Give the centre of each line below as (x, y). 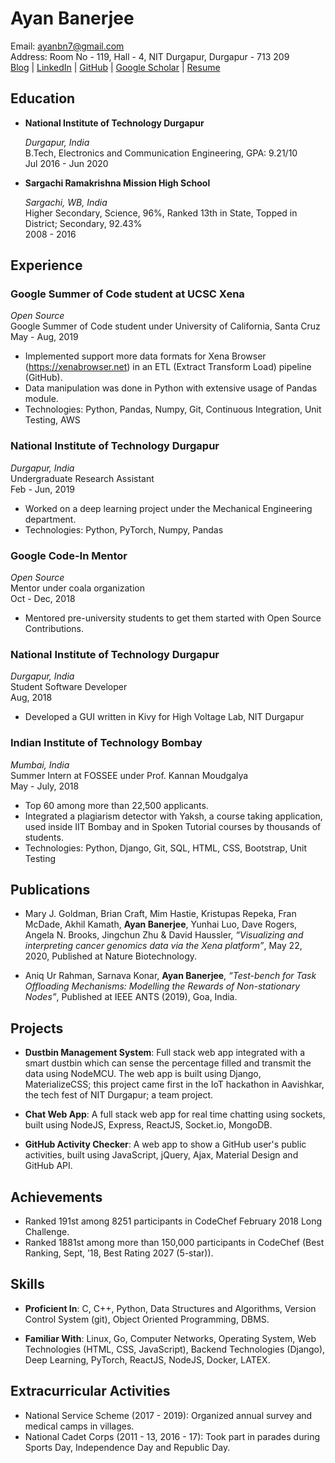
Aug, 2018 (31, 698)
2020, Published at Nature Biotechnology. (110, 956)
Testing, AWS (52, 420)
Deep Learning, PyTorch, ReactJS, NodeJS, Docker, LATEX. (147, 1359)
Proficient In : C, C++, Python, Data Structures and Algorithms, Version (170, 1308)
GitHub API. (48, 1166)
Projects (37, 1028)
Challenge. (47, 1232)
